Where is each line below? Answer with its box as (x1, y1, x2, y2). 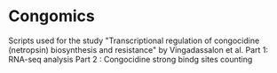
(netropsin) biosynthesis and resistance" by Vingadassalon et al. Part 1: (8, 44, 268, 55)
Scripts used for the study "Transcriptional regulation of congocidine (8, 35, 260, 46)
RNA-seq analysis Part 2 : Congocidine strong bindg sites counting (8, 54, 253, 64)
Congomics (8, 6, 95, 26)
